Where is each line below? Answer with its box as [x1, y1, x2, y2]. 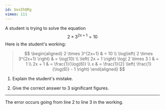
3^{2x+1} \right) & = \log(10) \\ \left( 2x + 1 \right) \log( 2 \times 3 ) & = [18, 56, 159, 62]
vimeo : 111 [5, 12, 27, 17]
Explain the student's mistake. [12, 76, 73, 82]
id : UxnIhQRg [5, 7, 32, 12]
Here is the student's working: [5, 41, 66, 47]
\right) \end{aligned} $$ [77, 66, 125, 72]
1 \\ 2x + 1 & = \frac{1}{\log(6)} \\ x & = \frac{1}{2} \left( [26, 61, 136, 67]
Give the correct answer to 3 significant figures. [12, 85, 109, 91]
